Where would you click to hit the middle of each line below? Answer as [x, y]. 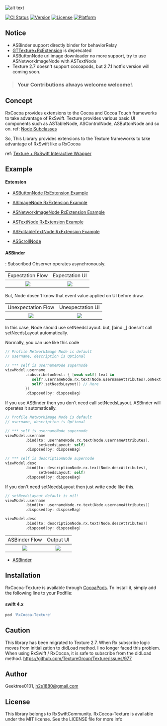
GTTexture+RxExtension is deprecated [52, 50]
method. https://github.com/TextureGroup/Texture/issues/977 [69, 658]
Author [16, 674]
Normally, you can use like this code [42, 343]
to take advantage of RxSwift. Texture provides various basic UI [70, 118]
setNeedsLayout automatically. [37, 333]
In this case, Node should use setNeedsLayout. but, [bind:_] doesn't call [79, 328]
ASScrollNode [27, 241]
